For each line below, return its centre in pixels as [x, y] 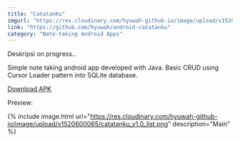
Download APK [30, 89]
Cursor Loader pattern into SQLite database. [72, 75]
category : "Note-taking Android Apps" [65, 34]
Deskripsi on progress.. [42, 54]
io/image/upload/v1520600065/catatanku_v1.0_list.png [88, 124]
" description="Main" [199, 124]
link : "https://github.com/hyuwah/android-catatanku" [89, 27]
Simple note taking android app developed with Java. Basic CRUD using [113, 67]
